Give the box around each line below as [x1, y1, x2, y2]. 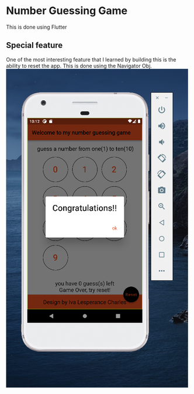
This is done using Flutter [6, 23, 67, 30]
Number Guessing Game [6, 4, 128, 18]
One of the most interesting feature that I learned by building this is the [6, 56, 176, 63]
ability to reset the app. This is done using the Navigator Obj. [6, 62, 152, 69]
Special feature [6, 40, 63, 50]
